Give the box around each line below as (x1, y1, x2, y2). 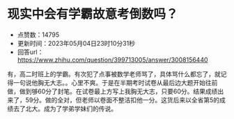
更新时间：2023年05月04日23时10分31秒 (17, 39, 136, 47)
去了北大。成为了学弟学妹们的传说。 (13, 104, 117, 113)
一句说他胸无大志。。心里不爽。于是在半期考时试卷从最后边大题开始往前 (13, 78, 218, 86)
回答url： (17, 48, 44, 56)
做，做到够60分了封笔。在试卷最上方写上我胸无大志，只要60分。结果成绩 (7, 87, 218, 95)
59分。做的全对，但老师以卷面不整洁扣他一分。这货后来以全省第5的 (25, 95, 220, 104)
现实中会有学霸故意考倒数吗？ (7, 6, 179, 22)
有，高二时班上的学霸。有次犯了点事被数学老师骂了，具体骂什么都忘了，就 (7, 70, 221, 78)
